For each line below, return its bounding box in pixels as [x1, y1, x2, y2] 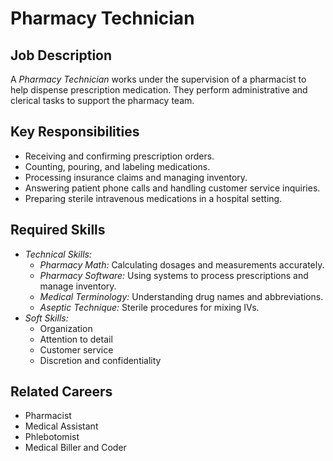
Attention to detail [39, 333, 113, 345]
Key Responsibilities [10, 123, 140, 141]
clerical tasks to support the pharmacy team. [10, 95, 195, 106]
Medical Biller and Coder [24, 442, 127, 454]
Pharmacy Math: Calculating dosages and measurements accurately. [39, 258, 325, 271]
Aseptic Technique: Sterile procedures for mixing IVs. [39, 301, 260, 313]
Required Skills [10, 222, 106, 239]
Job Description [10, 47, 113, 64]
